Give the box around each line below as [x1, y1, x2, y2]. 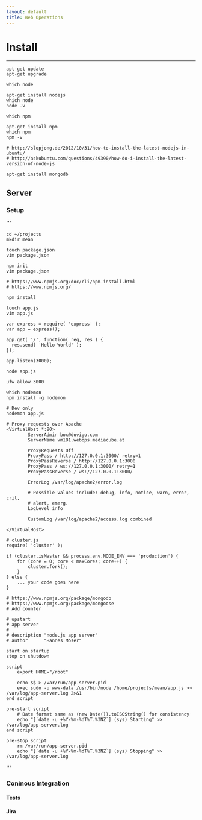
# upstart [6, 616, 31, 623]
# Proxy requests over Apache [6, 421, 82, 427]
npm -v [6, 134, 23, 140]
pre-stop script [6, 738, 47, 744]
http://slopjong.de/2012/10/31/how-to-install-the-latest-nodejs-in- [11, 145, 189, 151]
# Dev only [6, 405, 34, 412]
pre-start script [6, 706, 50, 712]
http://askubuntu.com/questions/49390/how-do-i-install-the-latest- [11, 156, 187, 162]
